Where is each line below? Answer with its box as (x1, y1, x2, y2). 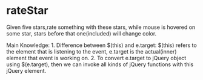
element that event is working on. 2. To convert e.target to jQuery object (6, 54, 187, 61)
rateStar (6, 4, 48, 17)
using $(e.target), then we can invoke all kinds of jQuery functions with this (6, 61, 194, 68)
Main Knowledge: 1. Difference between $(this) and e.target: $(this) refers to (6, 42, 197, 49)
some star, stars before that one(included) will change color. (6, 29, 157, 37)
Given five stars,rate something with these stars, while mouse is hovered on (6, 23, 196, 31)
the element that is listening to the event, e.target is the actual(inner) (6, 48, 177, 55)
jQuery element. (6, 67, 47, 74)
